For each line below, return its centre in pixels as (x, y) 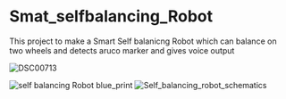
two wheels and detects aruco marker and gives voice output (122, 50)
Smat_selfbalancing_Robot (111, 16)
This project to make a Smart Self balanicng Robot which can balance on (143, 41)
